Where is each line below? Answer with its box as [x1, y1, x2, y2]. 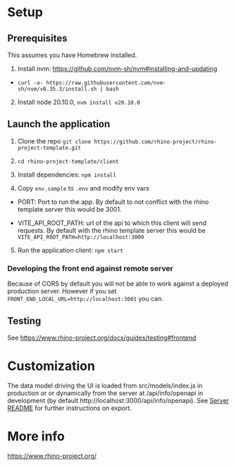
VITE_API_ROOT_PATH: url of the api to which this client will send [17, 219, 206, 227]
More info [7, 428, 66, 444]
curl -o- [17, 79, 44, 87]
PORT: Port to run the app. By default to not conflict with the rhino [17, 198, 209, 206]
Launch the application [7, 118, 111, 130]
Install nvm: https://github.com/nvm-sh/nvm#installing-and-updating [17, 65, 218, 72]
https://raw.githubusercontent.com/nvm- [46, 79, 167, 87]
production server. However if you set [7, 287, 118, 295]
